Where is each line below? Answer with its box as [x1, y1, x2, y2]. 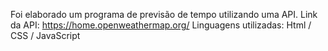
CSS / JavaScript [10, 30, 81, 41]
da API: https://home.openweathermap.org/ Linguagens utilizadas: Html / [10, 19, 312, 31]
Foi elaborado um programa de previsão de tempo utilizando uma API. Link [10, 9, 318, 20]
